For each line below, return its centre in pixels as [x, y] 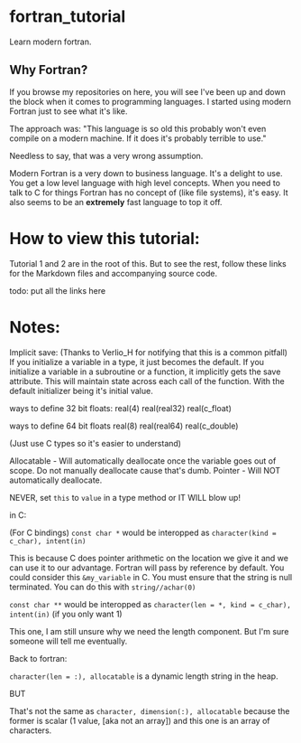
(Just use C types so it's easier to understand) [96, 443]
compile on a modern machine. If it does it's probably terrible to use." [138, 138]
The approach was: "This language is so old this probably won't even [138, 128]
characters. [31, 730]
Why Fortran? [49, 70]
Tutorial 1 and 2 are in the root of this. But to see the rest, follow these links [148, 263]
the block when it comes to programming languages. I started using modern [150, 101]
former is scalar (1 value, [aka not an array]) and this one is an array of [140, 720]
